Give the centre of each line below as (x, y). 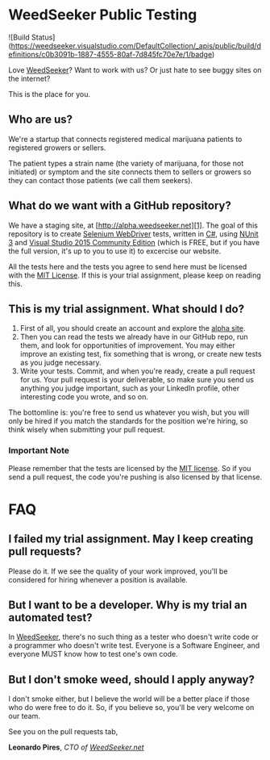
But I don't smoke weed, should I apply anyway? (132, 679)
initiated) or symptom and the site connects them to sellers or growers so (130, 172)
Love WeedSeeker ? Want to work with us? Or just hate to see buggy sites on (135, 69)
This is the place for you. (50, 94)
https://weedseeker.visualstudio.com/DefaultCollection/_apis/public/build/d (136, 45)
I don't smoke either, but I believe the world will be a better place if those (129, 699)
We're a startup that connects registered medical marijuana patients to (125, 139)
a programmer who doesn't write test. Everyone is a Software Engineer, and (134, 645)
